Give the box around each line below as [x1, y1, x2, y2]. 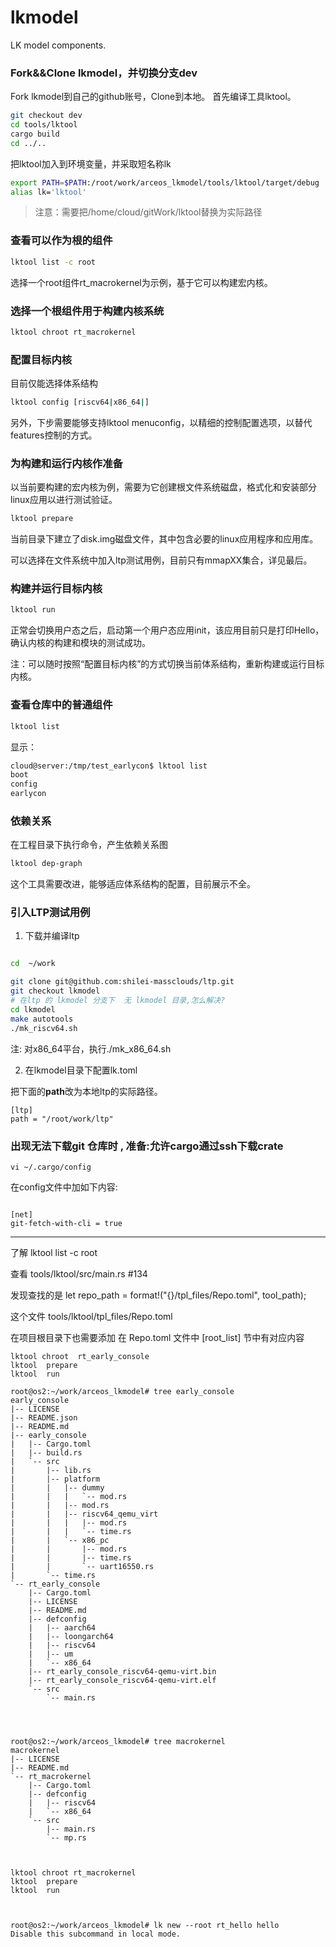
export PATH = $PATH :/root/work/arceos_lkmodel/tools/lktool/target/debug [10, 177, 320, 188]
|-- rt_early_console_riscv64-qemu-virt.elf [28, 1675, 217, 1685]
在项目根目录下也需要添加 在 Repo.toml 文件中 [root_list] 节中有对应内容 [10, 1331, 305, 1343]
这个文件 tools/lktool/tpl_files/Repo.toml [10, 1310, 173, 1322]
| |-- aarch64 [28, 1622, 97, 1633]
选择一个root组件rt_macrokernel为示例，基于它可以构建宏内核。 [10, 276, 273, 288]
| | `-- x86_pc [10, 1535, 110, 1545]
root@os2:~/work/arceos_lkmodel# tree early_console [10, 1386, 235, 1396]
